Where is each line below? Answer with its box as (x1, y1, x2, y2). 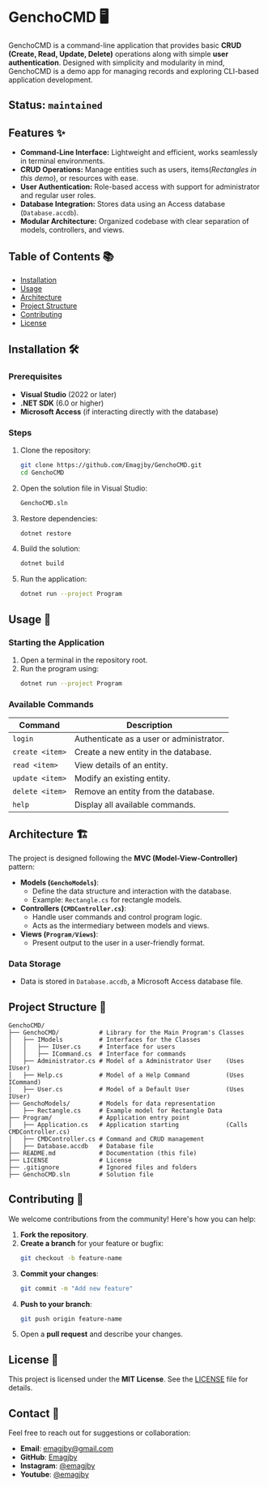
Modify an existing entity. (74, 773, 171, 784)
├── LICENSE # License (8, 1156, 132, 1164)
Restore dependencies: (19, 513, 98, 523)
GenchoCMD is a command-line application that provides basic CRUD (8, 40, 242, 50)
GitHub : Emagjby (19, 1452, 78, 1462)
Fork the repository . (19, 1229, 89, 1239)
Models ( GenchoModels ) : (19, 877, 100, 887)
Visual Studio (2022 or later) (19, 389, 117, 399)
